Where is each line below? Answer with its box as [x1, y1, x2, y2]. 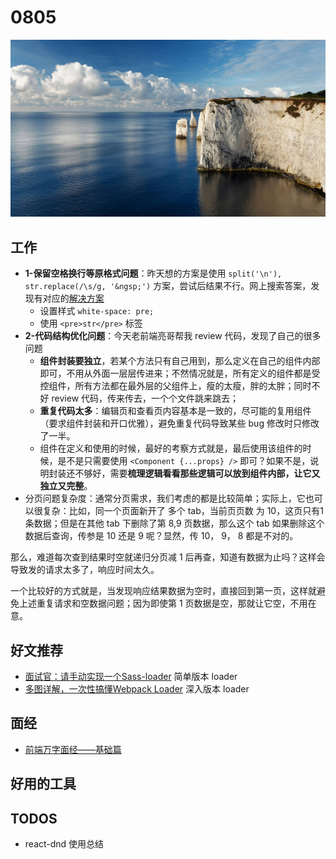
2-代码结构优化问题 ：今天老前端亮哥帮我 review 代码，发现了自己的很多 [24, 330, 322, 342]
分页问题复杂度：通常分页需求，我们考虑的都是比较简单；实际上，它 [24, 492, 306, 505]
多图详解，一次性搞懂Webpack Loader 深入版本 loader [24, 683, 250, 695]
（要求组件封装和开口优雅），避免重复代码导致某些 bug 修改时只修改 [39, 417, 320, 430]
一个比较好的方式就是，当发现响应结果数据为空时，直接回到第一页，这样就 [10, 585, 317, 597]
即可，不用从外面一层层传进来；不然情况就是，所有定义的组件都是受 [39, 367, 321, 380]
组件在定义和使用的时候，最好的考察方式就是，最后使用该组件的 [39, 442, 303, 455]
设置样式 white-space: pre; [39, 305, 155, 317]
